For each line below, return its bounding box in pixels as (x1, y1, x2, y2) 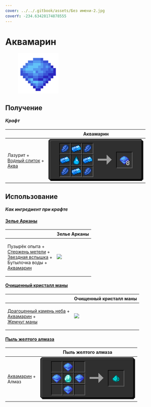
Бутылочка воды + (7, 260, 47, 266)
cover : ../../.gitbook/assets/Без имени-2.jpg (5, 8, 105, 13)
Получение (5, 103, 43, 112)
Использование (5, 192, 58, 201)
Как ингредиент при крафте (5, 206, 68, 212)
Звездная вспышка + (7, 254, 53, 261)
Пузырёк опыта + (7, 243, 45, 249)
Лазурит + (7, 152, 30, 158)
